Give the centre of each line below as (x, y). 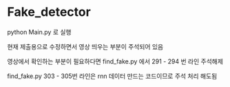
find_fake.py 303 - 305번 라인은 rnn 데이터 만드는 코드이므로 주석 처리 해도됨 (112, 76)
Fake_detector (49, 12)
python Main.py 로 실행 (39, 32)
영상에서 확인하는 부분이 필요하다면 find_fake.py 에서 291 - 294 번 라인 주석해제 (115, 61)
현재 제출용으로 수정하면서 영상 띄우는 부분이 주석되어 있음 (85, 46)
